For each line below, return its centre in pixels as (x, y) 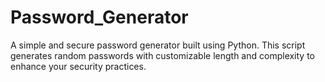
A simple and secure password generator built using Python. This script (158, 45)
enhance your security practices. (78, 66)
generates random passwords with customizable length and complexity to (163, 55)
